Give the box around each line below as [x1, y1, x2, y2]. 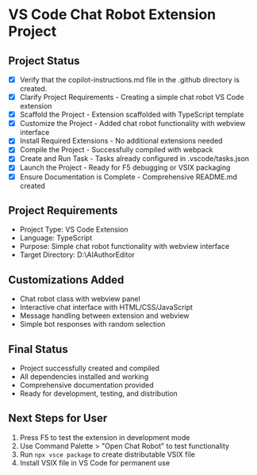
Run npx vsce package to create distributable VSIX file [19, 450, 196, 459]
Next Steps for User [8, 412, 108, 425]
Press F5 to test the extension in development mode [19, 432, 190, 442]
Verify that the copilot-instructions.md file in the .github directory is [19, 75, 240, 84]
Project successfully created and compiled [19, 363, 160, 373]
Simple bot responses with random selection [19, 320, 166, 329]
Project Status [8, 54, 81, 67]
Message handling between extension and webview [19, 311, 190, 320]
